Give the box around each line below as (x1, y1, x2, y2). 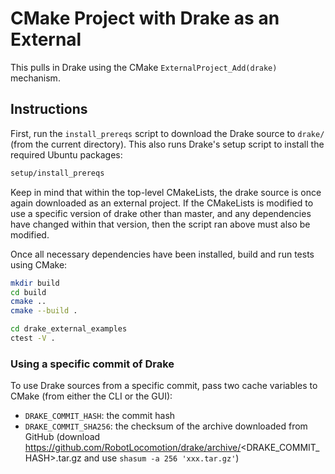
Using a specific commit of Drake (10, 357, 175, 371)
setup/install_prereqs (10, 168, 105, 178)
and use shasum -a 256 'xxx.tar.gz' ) (83, 452, 240, 464)
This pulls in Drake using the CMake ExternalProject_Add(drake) (10, 61, 278, 73)
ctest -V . (10, 333, 56, 343)
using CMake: (10, 258, 68, 271)
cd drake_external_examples (10, 324, 128, 334)
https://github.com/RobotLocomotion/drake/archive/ (24, 442, 242, 454)
